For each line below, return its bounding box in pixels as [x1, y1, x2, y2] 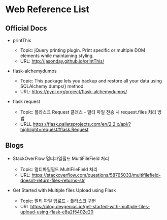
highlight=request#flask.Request [20, 126, 89, 132]
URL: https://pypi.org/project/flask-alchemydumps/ [20, 89, 127, 95]
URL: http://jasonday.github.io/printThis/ [20, 58, 105, 64]
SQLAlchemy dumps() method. [20, 83, 85, 89]
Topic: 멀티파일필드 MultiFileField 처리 [20, 166, 98, 172]
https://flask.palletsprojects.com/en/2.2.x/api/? [32, 121, 131, 127]
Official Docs [5, 24, 47, 33]
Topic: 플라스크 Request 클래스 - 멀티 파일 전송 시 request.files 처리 [20, 109, 156, 115]
